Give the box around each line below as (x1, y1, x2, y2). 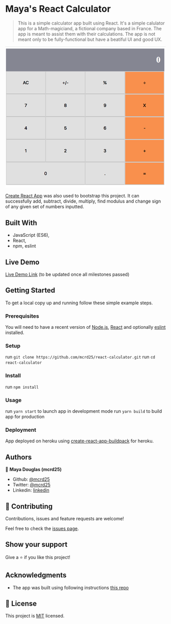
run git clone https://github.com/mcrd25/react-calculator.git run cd (5, 354, 155, 360)
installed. (5, 329, 24, 336)
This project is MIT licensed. (5, 613, 65, 619)
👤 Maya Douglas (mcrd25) (5, 466, 62, 473)
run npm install (5, 384, 39, 390)
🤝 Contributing (5, 502, 53, 510)
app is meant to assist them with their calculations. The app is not (17, 31, 156, 37)
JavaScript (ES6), (12, 232, 50, 238)
